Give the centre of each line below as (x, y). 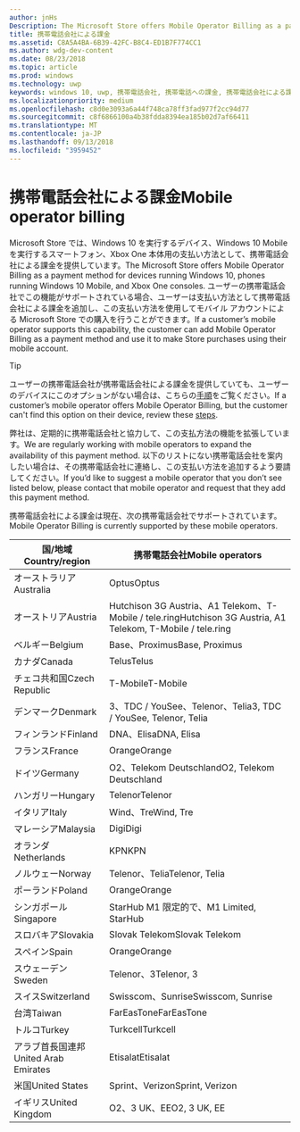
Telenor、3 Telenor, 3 (153, 974)
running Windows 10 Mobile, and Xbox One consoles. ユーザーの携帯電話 (144, 286)
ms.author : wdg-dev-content (62, 51)
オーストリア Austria (55, 617)
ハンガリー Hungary (54, 795)
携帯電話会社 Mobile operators (198, 554)
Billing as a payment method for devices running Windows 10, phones (137, 275)
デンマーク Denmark (55, 712)
